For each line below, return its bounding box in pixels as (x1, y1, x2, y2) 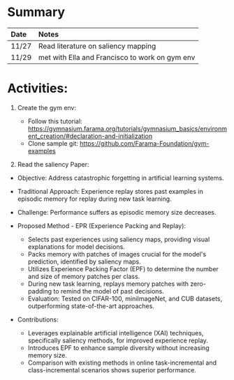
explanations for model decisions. (27, 242, 126, 251)
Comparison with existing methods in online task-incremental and (27, 358, 217, 367)
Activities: (7, 81, 68, 96)
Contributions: (17, 315, 59, 324)
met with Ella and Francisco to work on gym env (38, 52, 196, 62)
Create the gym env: (17, 103, 77, 112)
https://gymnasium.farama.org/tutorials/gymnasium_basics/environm (27, 124, 227, 132)
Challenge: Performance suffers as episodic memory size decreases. (17, 208, 217, 216)
